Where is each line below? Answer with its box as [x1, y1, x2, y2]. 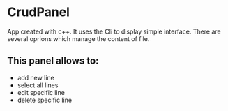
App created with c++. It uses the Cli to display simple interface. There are [7, 27, 221, 36]
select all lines [17, 81, 59, 89]
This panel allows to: [7, 55, 99, 67]
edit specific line [17, 88, 65, 96]
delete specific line [17, 96, 72, 104]
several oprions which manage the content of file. [7, 34, 150, 43]
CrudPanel [7, 4, 70, 20]
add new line [17, 73, 54, 82]
